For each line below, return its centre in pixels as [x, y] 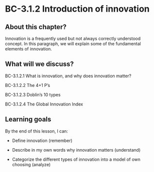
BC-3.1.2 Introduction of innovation [77, 9]
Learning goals [28, 119]
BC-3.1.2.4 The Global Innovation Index [44, 104]
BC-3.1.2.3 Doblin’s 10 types [33, 95]
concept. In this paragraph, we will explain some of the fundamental [73, 44]
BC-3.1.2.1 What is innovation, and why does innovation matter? [68, 76]
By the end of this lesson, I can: [36, 131]
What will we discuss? [40, 64]
